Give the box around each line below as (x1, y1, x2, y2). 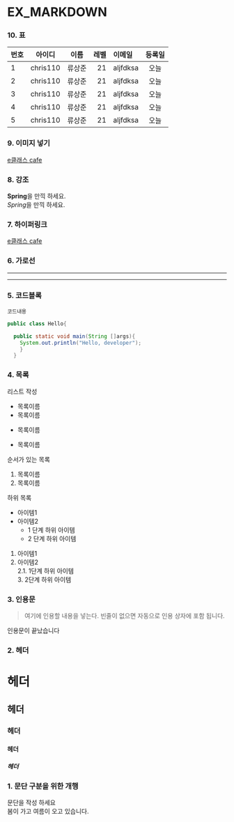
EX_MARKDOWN (7, 4, 107, 20)
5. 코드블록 (7, 290, 42, 300)
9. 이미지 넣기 (7, 139, 51, 148)
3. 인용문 (7, 594, 36, 604)
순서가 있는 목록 (7, 455, 51, 463)
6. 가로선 (7, 256, 36, 265)
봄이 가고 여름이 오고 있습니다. (7, 807, 89, 816)
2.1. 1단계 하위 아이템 (17, 566, 75, 575)
